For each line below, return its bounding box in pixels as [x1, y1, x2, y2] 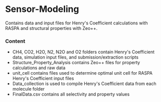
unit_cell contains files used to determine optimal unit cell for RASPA [12, 70, 153, 76]
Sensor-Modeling [5, 3, 79, 15]
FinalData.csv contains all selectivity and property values [12, 91, 130, 98]
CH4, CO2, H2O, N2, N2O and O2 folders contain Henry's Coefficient [12, 49, 155, 55]
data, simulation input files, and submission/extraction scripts [12, 54, 139, 60]
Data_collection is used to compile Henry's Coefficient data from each [12, 81, 157, 87]
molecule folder [12, 86, 45, 92]
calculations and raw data [12, 65, 66, 71]
